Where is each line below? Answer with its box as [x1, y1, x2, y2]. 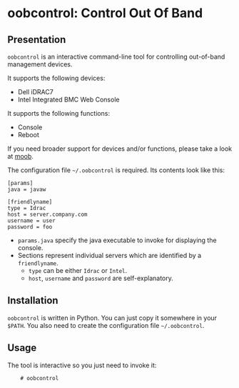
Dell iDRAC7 [17, 88, 54, 96]
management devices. [7, 60, 73, 69]
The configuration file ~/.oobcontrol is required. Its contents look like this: [7, 166, 225, 174]
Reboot [17, 131, 39, 139]
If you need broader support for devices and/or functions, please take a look [7, 144, 233, 153]
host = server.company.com [7, 211, 88, 218]
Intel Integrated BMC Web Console [17, 95, 120, 104]
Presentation [7, 34, 66, 46]
